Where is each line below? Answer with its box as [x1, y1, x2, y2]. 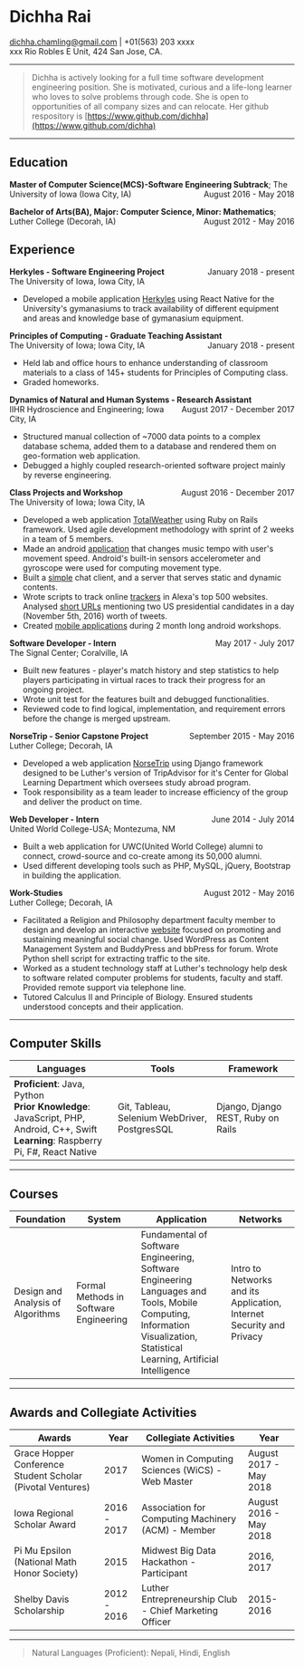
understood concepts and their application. [22, 1001, 184, 1012]
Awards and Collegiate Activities [9, 1404, 197, 1420]
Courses [9, 1186, 59, 1201]
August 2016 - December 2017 [180, 487, 295, 497]
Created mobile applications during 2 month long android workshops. [22, 620, 282, 631]
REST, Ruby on [215, 1112, 280, 1124]
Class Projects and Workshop [9, 487, 124, 497]
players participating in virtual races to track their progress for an [22, 674, 266, 685]
